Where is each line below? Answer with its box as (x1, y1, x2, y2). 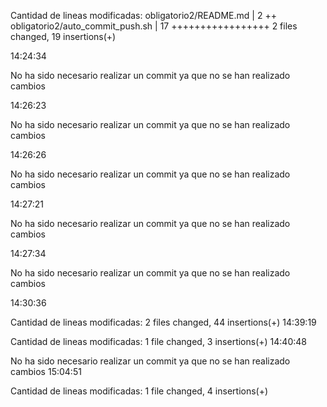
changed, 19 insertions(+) (10, 31, 117, 42)
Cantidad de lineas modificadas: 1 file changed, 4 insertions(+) (10, 385, 269, 397)
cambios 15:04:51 (10, 366, 82, 377)
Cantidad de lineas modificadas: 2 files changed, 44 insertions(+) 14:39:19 (10, 316, 317, 328)
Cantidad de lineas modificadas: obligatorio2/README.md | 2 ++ (10, 10, 277, 21)
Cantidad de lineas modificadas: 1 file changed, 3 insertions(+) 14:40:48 (10, 336, 307, 347)
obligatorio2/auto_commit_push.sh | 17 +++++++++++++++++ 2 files (10, 20, 298, 32)
